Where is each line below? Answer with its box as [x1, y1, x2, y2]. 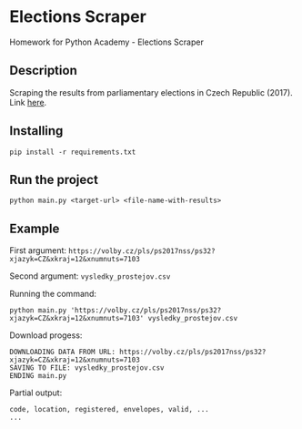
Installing [9, 123, 64, 138]
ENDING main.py [9, 372, 67, 381]
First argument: [9, 245, 66, 256]
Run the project [9, 171, 98, 188]
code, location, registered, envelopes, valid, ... [9, 405, 209, 414]
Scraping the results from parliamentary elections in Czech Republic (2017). [9, 87, 293, 97]
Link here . [9, 97, 47, 107]
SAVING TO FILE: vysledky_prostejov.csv [9, 363, 166, 373]
